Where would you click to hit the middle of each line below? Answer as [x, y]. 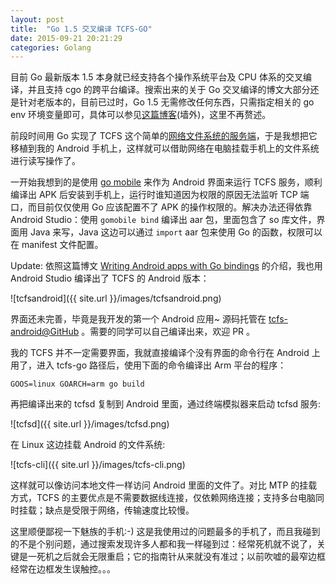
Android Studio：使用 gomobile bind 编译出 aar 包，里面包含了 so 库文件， [163, 220]
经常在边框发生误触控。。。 [63, 569]
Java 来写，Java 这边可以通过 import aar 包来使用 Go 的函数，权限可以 [176, 232]
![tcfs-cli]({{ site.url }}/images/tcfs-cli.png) [98, 465]
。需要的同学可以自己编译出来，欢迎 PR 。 [168, 332]
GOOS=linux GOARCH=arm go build [77, 384]
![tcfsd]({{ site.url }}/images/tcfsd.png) [90, 424]
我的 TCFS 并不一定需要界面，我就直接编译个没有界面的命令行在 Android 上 [165, 353]
